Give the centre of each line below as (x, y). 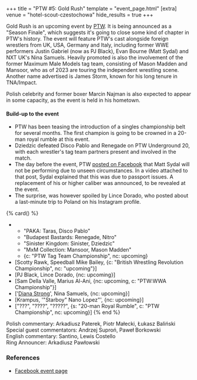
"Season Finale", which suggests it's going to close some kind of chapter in (98, 32)
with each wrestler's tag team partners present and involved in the (95, 152)
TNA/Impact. (22, 82)
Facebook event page (41, 371)
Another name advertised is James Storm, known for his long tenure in (92, 76)
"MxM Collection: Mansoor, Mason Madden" (77, 250)
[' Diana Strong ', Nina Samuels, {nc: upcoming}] (72, 293)
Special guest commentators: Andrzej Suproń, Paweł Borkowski (83, 330)
